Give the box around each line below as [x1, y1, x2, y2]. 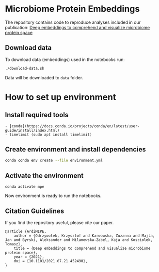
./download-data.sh [5, 66, 45, 71]
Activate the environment [5, 171, 84, 180]
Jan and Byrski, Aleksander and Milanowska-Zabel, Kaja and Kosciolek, [5, 237, 153, 242]
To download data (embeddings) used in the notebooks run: [5, 57, 125, 62]
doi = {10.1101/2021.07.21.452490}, [14, 258, 88, 263]
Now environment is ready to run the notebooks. [5, 193, 102, 199]
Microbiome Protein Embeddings [5, 3, 140, 15]
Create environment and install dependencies [5, 145, 146, 153]
